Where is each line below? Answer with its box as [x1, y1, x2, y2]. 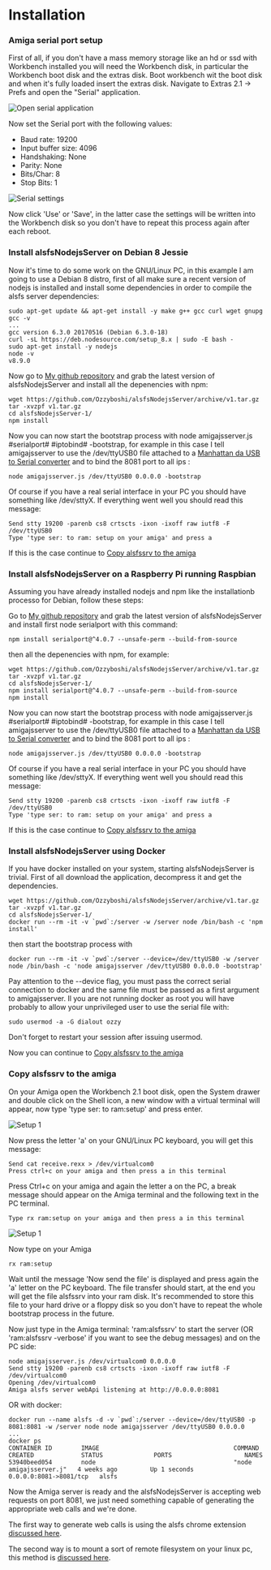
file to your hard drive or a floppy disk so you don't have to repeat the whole [8, 1300, 263, 1309]
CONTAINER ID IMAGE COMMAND [8, 1443, 260, 1452]
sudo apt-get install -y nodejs [8, 343, 118, 351]
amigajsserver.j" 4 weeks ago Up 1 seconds [8, 1465, 195, 1473]
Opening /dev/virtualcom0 [8, 1378, 96, 1387]
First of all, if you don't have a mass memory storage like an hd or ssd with [8, 53, 258, 63]
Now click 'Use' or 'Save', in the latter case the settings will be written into [8, 209, 256, 219]
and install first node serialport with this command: [8, 619, 179, 630]
